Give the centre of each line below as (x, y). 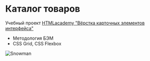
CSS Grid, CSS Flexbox (37, 43)
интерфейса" (20, 28)
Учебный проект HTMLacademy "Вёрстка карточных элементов (75, 23)
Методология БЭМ (33, 38)
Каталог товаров (43, 9)
